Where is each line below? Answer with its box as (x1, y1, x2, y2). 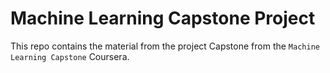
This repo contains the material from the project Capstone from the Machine (10, 40, 320, 52)
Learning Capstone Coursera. (10, 50, 130, 62)
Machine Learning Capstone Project (10, 7, 316, 30)
